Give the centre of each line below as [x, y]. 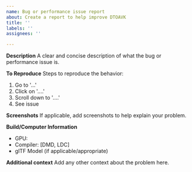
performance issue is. [33, 62]
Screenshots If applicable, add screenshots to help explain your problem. [96, 116]
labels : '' [20, 28]
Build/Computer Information [42, 127]
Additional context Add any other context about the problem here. [88, 163]
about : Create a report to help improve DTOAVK [66, 17]
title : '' [18, 23]
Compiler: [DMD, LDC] [42, 145]
